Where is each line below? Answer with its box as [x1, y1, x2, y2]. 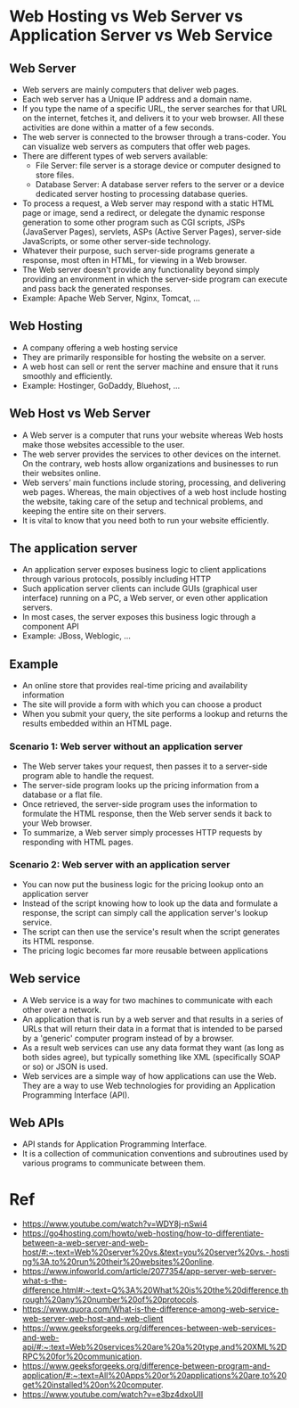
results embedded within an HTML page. [21, 718, 172, 729]
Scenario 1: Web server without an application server [9, 740, 243, 753]
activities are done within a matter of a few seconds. [21, 122, 214, 133]
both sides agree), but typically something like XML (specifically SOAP [21, 1051, 281, 1062]
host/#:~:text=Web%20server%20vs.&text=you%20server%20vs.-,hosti [21, 1247, 290, 1258]
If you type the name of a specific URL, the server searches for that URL [21, 103, 287, 113]
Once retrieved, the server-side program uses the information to [21, 798, 258, 809]
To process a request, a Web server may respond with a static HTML [21, 198, 274, 209]
